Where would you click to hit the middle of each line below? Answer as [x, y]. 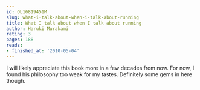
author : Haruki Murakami [37, 28]
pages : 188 [20, 40]
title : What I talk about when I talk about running [74, 23]
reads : [15, 46]
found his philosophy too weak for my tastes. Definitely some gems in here [99, 74]
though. [16, 80]
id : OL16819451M [27, 12]
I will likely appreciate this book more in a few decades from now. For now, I [100, 68]
